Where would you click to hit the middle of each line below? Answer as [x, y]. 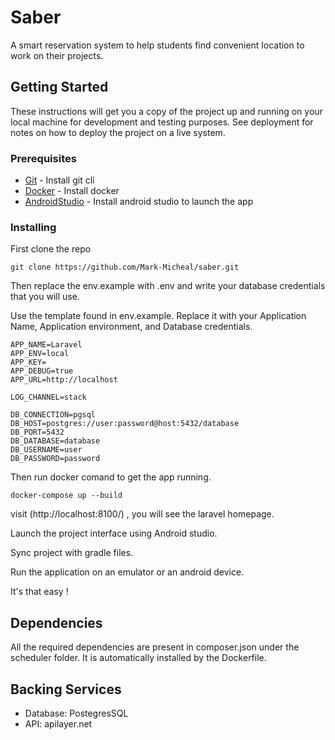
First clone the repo [51, 249]
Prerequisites [43, 158]
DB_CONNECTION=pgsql [53, 415]
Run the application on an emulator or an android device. [127, 572]
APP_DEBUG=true [42, 371]
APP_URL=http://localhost [64, 380]
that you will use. [45, 297]
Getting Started [59, 87]
